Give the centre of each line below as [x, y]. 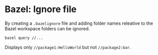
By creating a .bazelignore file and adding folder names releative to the [79, 23]
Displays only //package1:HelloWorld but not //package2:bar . [68, 47]
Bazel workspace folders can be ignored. [47, 28]
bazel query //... [24, 38]
